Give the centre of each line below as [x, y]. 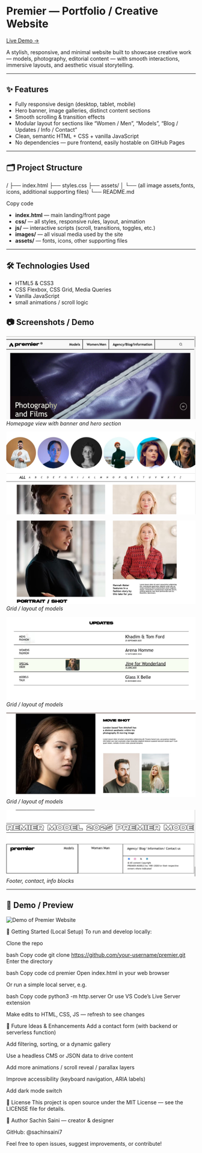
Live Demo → [23, 40]
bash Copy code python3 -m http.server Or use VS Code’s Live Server [93, 996]
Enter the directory [29, 961]
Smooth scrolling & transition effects [60, 117]
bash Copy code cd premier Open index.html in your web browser [88, 972]
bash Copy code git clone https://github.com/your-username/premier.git [96, 954]
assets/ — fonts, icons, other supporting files [71, 240]
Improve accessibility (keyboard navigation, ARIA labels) [76, 1079]
